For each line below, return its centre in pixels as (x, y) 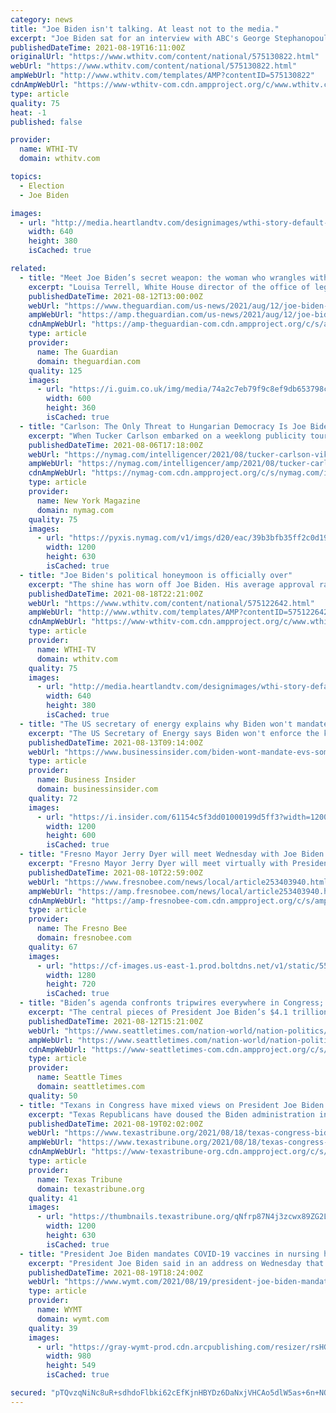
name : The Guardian (77, 352)
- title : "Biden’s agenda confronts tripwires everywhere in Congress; (172, 1003)
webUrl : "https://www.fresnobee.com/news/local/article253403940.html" (180, 882)
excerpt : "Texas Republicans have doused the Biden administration (171, 1114)
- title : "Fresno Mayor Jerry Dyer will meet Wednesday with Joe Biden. (174, 854)
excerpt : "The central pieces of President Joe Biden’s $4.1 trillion (178, 1012)
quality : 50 (53, 1096)
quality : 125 (55, 371)
